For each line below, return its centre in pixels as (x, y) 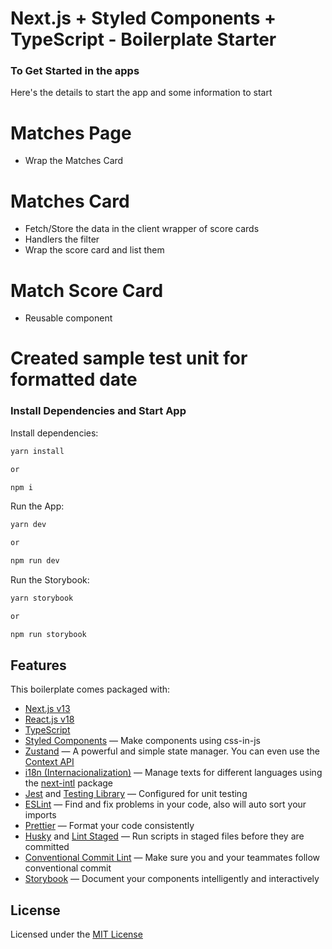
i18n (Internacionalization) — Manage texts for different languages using (173, 773)
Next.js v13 (47, 709)
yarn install (37, 451)
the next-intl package (68, 783)
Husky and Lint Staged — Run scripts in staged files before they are (164, 836)
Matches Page (71, 133)
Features (38, 665)
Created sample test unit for (129, 358)
